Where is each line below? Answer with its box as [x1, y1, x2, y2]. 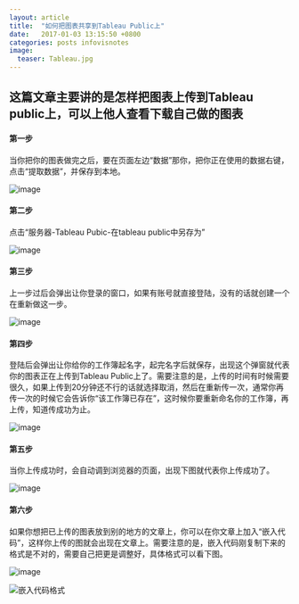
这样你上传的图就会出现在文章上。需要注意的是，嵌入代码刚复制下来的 [28, 537, 287, 548]
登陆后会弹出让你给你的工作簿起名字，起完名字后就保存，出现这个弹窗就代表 [9, 360, 290, 370]
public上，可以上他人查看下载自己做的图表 [9, 106, 244, 121]
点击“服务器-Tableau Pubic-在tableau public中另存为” [9, 227, 206, 237]
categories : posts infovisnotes [9, 37, 129, 47]
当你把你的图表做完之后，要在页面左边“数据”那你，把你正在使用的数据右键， [9, 154, 289, 165]
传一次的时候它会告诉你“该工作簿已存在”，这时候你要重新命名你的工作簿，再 [9, 393, 289, 404]
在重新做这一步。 [9, 299, 72, 309]
